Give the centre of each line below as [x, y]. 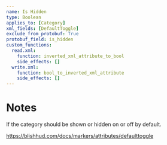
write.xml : [25, 67]
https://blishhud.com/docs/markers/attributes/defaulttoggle [80, 136]
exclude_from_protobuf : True [42, 34]
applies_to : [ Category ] [36, 23]
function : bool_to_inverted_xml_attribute [71, 73]
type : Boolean [24, 17]
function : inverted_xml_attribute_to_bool [71, 56]
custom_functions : [29, 45]
